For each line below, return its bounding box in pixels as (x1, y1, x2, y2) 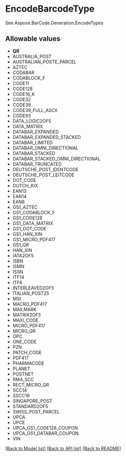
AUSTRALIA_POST (12, 53, 52, 59)
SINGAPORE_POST (12, 398, 53, 404)
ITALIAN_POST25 (12, 290, 50, 296)
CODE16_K (12, 91, 35, 97)
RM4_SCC (12, 376, 34, 383)
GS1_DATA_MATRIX (12, 220, 53, 226)
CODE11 (12, 80, 29, 86)
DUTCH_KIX (12, 182, 38, 188)
